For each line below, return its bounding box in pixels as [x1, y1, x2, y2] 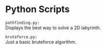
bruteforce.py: [5, 34, 38, 39]
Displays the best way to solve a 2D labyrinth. [5, 24, 101, 31]
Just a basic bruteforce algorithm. [5, 39, 76, 45]
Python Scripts [5, 4, 70, 15]
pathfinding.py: [5, 20, 40, 25]
